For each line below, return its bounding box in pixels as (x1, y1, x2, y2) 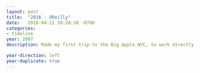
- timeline (6, 31, 34, 37)
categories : (6, 25, 36, 31)
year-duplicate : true (6, 58, 60, 64)
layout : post (6, 8, 39, 15)
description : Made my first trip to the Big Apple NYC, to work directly (6, 42, 195, 48)
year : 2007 (6, 36, 34, 42)
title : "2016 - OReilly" (6, 14, 71, 20)
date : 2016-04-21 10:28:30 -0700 (6, 20, 95, 26)
